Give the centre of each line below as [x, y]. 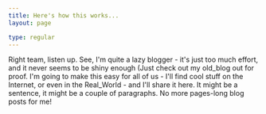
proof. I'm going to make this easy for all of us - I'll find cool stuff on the [126, 77]
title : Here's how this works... [64, 15]
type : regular [32, 37]
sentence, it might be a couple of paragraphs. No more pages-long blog [126, 93]
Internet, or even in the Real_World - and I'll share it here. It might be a [123, 85]
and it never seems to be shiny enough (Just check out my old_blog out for [131, 68]
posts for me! [30, 102]
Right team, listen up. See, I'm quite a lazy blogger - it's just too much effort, [133, 59]
